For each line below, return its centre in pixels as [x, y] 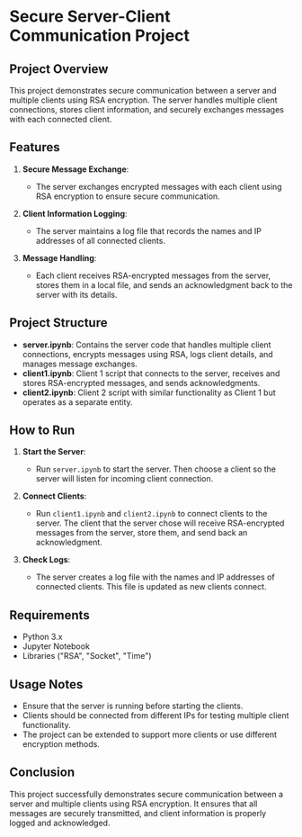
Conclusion [42, 773]
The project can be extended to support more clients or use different [149, 734]
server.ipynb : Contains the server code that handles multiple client [147, 345]
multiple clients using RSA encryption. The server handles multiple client [143, 100]
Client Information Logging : [75, 213]
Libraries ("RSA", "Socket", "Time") [87, 656]
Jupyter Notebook [56, 646]
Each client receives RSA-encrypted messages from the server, [153, 275]
